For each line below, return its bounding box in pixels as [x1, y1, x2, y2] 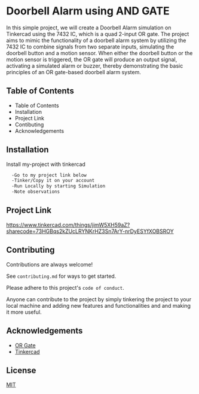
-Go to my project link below [11, 172, 87, 178]
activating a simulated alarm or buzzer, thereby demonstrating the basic [6, 62, 183, 69]
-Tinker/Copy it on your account [11, 178, 95, 184]
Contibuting [14, 121, 44, 128]
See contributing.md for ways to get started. [6, 272, 117, 280]
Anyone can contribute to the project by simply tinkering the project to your [6, 295, 192, 303]
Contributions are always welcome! [6, 260, 93, 268]
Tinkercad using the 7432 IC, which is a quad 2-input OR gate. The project [6, 30, 189, 37]
